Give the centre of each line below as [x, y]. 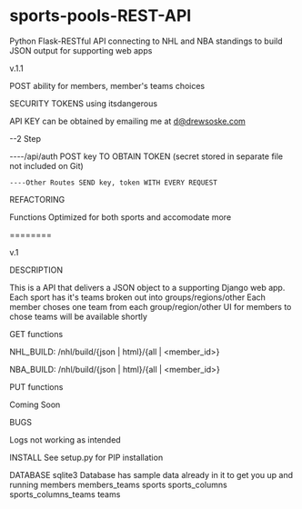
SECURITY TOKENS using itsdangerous [83, 103]
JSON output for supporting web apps [81, 50]
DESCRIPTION [36, 270]
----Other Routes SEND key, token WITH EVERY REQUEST [114, 183]
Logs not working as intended [65, 439]
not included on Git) [46, 165]
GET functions [36, 334]
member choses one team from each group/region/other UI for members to [151, 306]
